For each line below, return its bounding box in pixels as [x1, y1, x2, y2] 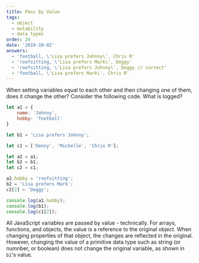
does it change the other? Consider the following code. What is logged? [6, 93, 183, 100]
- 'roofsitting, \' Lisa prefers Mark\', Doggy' [11, 59, 133, 65]
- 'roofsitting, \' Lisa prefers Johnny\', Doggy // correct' [11, 64, 167, 71]
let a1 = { [6, 104, 33, 111]
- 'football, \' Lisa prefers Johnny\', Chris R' [11, 53, 135, 59]
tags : [6, 14, 20, 20]
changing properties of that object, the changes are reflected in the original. [6, 232, 193, 240]
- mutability [11, 25, 44, 32]
